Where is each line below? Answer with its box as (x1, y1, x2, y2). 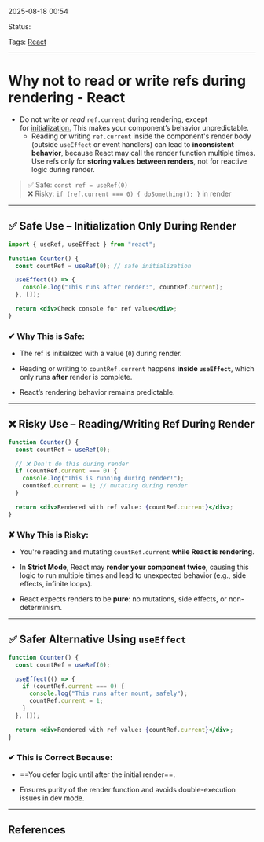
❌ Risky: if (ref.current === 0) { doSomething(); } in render (27, 189, 232, 198)
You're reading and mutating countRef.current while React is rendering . (19, 547, 255, 557)
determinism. (19, 603, 63, 612)
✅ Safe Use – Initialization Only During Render (8, 219, 237, 233)
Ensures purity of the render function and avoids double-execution (19, 785, 236, 794)
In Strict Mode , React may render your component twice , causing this (19, 562, 249, 572)
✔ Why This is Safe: (8, 330, 85, 341)
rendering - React (8, 89, 126, 107)
